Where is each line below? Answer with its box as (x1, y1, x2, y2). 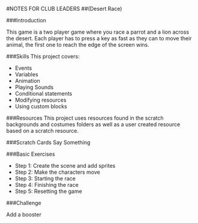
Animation (14, 78, 40, 84)
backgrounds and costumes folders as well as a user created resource (6, 121, 181, 128)
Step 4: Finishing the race (14, 182, 79, 188)
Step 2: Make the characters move (14, 168, 100, 176)
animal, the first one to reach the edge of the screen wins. (6, 41, 150, 48)
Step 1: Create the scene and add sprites (14, 162, 116, 169)
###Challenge (6, 200, 41, 206)
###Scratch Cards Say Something (6, 139, 91, 146)
